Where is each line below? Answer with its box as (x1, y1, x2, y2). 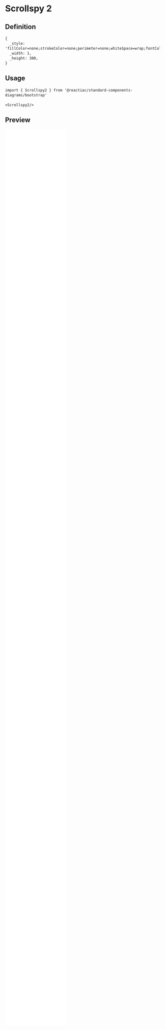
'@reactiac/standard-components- (64, 88, 133, 92)
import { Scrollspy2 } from (5, 88, 63, 92)
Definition (5, 23, 36, 31)
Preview (5, 116, 31, 124)
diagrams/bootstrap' (5, 92, 48, 97)
